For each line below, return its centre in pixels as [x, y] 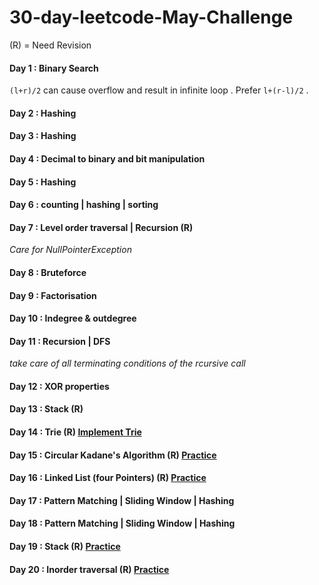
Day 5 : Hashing [43, 182]
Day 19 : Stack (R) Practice [65, 547]
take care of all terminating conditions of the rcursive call [127, 363]
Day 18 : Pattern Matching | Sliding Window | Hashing [122, 523]
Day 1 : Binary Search [54, 68]
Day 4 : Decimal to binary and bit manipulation [107, 158]
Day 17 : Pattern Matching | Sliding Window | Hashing [122, 500]
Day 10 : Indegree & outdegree [73, 318]
